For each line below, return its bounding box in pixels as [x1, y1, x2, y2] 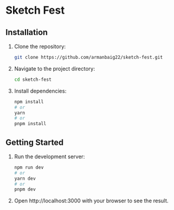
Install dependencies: [14, 87, 67, 94]
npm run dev [14, 164, 44, 170]
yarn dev [14, 176, 36, 182]
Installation [5, 27, 48, 37]
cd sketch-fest [14, 77, 52, 82]
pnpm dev [14, 186, 36, 193]
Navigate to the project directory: [14, 65, 95, 72]
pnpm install [14, 121, 47, 127]
